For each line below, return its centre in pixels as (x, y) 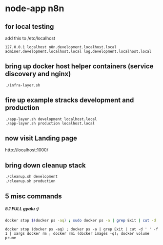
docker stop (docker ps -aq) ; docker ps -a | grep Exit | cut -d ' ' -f (82, 229)
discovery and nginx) (38, 74)
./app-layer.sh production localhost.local (50, 123)
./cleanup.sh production (30, 181)
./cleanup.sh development (31, 177)
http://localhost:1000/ (27, 150)
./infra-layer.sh (23, 85)
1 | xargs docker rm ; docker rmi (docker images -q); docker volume (77, 234)
